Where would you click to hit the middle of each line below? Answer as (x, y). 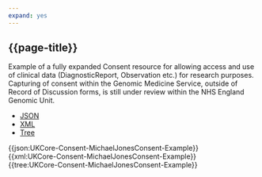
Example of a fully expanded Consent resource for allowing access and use (131, 67)
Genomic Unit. (32, 101)
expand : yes (28, 15)
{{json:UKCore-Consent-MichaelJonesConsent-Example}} (104, 148)
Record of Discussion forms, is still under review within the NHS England (126, 92)
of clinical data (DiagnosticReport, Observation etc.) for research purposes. (131, 75)
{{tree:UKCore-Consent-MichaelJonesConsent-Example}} (103, 165)
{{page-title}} (43, 48)
